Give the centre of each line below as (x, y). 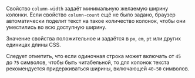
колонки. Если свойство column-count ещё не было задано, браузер (91, 15)
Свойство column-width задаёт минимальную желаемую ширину (87, 9)
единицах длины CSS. (33, 45)
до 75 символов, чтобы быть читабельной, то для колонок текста (88, 62)
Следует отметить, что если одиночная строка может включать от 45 (93, 56)
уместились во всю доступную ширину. (56, 27)
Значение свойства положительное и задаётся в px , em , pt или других (93, 38)
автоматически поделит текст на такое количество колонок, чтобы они (96, 21)
